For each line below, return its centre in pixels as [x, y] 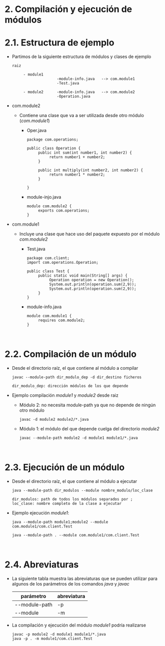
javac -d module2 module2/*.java [54, 420]
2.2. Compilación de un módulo [71, 354]
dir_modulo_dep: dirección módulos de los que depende [70, 386]
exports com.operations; [64, 211]
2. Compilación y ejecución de [69, 9]
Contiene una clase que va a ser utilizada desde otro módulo [82, 116]
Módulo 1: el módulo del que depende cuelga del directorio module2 [89, 429]
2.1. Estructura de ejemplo [60, 43]
